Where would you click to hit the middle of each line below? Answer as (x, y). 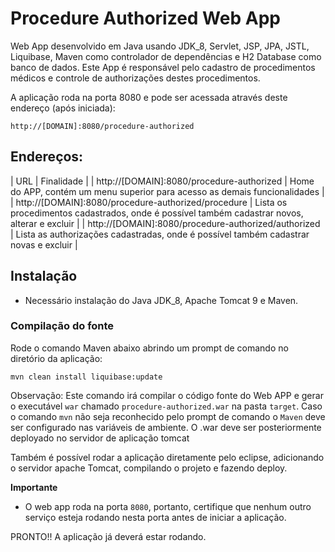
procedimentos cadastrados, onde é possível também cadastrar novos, (157, 213)
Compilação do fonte (62, 326)
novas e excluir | (44, 244)
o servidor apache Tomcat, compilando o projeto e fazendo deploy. (149, 468)
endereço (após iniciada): (63, 108)
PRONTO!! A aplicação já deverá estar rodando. (108, 536)
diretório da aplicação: (56, 358)
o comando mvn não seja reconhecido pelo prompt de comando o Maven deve (168, 416)
